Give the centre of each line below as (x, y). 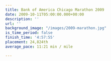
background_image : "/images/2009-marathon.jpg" (56, 28)
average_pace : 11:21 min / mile (39, 47)
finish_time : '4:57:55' (30, 38)
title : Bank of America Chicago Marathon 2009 (55, 10)
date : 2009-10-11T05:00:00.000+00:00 (45, 14)
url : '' (13, 24)
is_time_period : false (29, 33)
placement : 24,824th (27, 42)
